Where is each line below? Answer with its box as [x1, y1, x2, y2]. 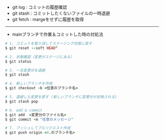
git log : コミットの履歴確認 [12, 4, 67, 10]
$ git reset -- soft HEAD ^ [5, 45, 58, 50]
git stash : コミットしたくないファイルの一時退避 [12, 10, 110, 16]
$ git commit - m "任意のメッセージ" [5, 117, 74, 122]
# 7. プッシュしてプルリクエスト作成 [5, 126, 71, 131]
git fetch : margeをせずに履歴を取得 [12, 17, 84, 22]
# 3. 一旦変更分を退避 [5, 68, 45, 73]
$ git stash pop [5, 99, 38, 104]
